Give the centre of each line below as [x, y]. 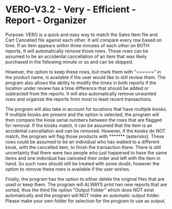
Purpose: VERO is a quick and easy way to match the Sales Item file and [81, 34]
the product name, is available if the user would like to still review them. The [85, 77]
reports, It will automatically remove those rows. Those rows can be [77, 51]
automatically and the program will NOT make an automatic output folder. [83, 195]
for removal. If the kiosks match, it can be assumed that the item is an [79, 125]
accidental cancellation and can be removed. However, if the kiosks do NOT [85, 131]
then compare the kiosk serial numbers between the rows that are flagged [84, 120]
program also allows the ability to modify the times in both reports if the [81, 83]
